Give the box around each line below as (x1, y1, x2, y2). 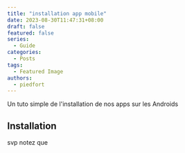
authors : (7, 74, 33, 82)
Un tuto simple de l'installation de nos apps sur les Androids (7, 100, 179, 108)
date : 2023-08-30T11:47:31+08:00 (7, 17, 104, 24)
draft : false (7, 23, 45, 30)
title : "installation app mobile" (7, 10, 107, 17)
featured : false (7, 29, 54, 37)
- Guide (13, 42, 36, 49)
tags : (7, 62, 23, 69)
